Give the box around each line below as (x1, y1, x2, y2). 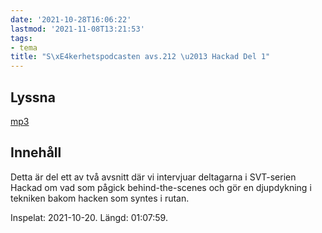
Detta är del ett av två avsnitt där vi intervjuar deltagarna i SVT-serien (10, 171, 297, 183)
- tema (10, 42, 38, 53)
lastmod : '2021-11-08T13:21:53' (10, 24, 145, 34)
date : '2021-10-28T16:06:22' (10, 14, 132, 25)
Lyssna (10, 89, 56, 106)
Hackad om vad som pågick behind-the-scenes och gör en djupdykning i (10, 181, 312, 193)
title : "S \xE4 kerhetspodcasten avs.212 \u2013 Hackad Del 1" (10, 52, 271, 62)
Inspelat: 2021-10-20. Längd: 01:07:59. (10, 211, 168, 223)
